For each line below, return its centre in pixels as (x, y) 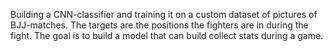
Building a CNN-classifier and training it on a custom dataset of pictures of (164, 14)
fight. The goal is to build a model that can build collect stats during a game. (167, 35)
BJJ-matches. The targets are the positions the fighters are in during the (159, 25)
